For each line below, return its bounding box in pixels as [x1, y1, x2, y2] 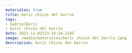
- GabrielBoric [5, 21, 38, 27]
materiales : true [5, 7, 42, 13]
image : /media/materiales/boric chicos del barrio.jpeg [5, 36, 127, 41]
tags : [5, 17, 17, 22]
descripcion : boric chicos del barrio [5, 40, 88, 45]
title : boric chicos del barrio [5, 12, 74, 17]
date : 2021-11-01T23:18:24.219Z [5, 31, 74, 36]
